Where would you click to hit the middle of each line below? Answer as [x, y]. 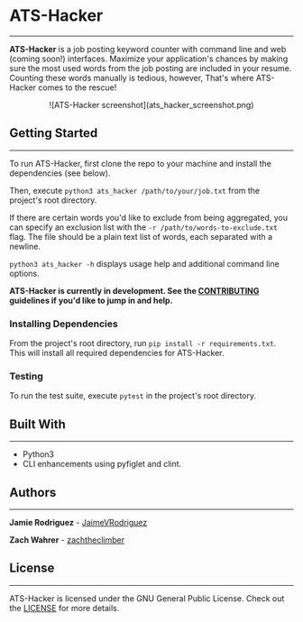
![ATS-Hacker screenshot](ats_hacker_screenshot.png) [151, 105]
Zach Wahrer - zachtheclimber [67, 540]
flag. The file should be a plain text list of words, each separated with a [141, 236]
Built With [37, 424]
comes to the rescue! [78, 87]
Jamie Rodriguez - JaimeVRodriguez [78, 522]
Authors [33, 492]
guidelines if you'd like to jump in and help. [91, 300]
